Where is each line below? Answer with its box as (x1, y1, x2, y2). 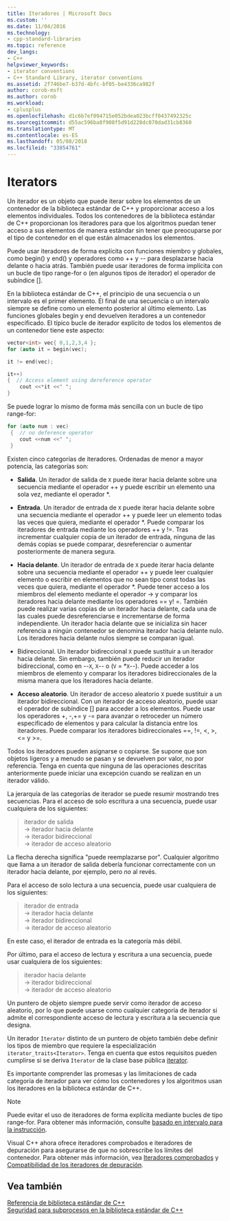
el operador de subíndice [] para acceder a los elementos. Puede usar (16, 704, 216, 713)
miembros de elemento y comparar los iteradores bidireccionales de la (16, 669, 218, 677)
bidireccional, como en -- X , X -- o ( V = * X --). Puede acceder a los (16, 662, 199, 670)
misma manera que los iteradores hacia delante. (16, 676, 153, 685)
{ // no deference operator (10, 429, 94, 436)
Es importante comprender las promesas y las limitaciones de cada (7, 1069, 197, 1078)
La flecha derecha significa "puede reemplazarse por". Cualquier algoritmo (7, 853, 220, 861)
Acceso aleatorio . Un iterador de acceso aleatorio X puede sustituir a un (16, 689, 222, 698)
